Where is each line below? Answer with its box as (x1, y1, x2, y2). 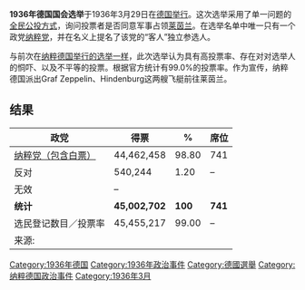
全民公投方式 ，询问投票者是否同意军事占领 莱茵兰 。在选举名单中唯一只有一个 (9, 20, 296, 31)
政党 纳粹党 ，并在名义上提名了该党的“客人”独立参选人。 (9, 32, 216, 42)
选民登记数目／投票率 (14, 217, 106, 229)
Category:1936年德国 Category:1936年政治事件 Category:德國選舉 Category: (9, 258, 296, 270)
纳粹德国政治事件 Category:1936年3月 (9, 270, 152, 281)
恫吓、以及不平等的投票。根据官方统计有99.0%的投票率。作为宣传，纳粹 (16, 63, 289, 72)
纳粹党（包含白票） (14, 149, 97, 161)
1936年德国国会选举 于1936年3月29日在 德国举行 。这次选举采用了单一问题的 (9, 9, 292, 19)
